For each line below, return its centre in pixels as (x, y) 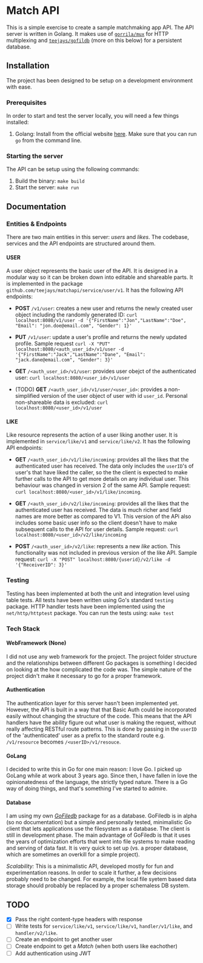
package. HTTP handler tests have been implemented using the (86, 606)
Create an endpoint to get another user (64, 939)
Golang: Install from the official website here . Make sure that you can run (106, 134)
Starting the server (35, 156)
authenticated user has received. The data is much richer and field (98, 510)
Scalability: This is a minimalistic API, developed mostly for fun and (90, 866)
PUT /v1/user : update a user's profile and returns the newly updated (101, 337)
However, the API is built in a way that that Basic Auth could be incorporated (101, 710)
